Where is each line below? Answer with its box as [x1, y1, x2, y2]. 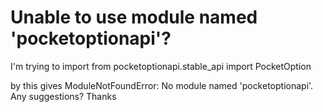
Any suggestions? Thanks [10, 90, 117, 102]
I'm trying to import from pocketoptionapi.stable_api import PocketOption [10, 60, 312, 72]
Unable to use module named [10, 6, 258, 29]
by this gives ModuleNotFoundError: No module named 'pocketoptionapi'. [10, 79, 314, 91]
